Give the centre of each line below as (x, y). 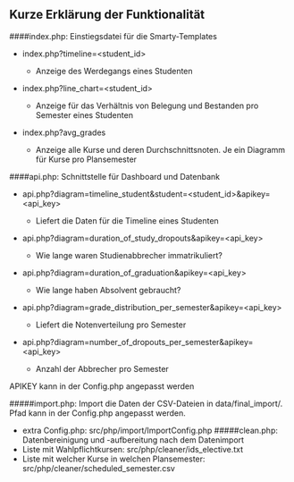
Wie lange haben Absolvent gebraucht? (108, 290)
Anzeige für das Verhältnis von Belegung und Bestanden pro (147, 106)
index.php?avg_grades (64, 132)
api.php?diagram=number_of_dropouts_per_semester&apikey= (138, 342)
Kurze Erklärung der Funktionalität (107, 15)
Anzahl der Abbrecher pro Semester (102, 368)
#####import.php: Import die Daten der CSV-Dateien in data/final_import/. (146, 403)
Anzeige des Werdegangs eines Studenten (114, 71)
